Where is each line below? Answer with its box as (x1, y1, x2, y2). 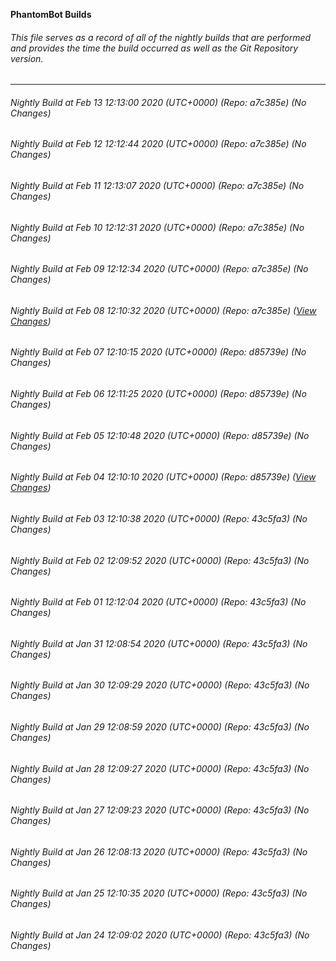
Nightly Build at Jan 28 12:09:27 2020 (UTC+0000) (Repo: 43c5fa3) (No (10, 762, 310, 774)
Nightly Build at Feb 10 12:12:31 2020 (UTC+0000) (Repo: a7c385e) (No (10, 221, 305, 233)
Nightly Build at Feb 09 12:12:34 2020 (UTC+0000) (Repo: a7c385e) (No (10, 263, 309, 275)
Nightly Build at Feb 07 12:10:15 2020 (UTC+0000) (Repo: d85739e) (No (10, 346, 307, 358)
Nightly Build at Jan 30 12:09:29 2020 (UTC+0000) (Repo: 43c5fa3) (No (10, 679, 310, 691)
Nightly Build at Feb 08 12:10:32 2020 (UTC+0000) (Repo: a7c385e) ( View (10, 304, 317, 316)
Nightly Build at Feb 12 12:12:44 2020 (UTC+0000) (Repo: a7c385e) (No (10, 138, 307, 150)
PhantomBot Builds (10, 9, 92, 20)
